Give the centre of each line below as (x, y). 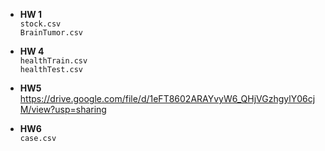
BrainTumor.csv (51, 33)
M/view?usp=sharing (63, 109)
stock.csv (40, 24)
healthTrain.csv (53, 61)
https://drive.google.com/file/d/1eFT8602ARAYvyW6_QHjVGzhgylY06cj (167, 98)
